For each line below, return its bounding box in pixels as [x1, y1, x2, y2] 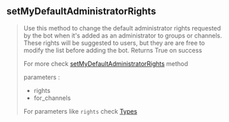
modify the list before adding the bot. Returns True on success [23, 46, 202, 54]
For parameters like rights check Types [23, 107, 138, 115]
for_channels [33, 94, 71, 102]
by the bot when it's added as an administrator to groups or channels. [23, 31, 223, 40]
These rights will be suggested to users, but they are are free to [23, 38, 205, 47]
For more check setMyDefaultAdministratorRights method [23, 59, 188, 68]
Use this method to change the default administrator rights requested [23, 24, 221, 32]
